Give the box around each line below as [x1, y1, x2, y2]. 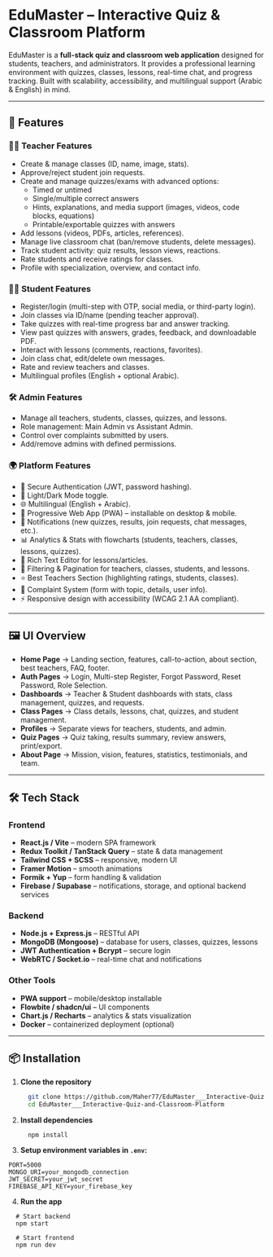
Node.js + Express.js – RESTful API [19, 929, 140, 938]
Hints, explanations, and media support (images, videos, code [32, 202, 240, 212]
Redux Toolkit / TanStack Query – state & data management [19, 846, 223, 856]
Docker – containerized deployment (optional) [19, 1019, 175, 1029]
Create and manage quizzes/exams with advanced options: [19, 176, 219, 186]
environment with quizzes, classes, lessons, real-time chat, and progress [8, 67, 253, 77]
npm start [15, 1220, 49, 1228]
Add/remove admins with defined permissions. [19, 439, 177, 449]
